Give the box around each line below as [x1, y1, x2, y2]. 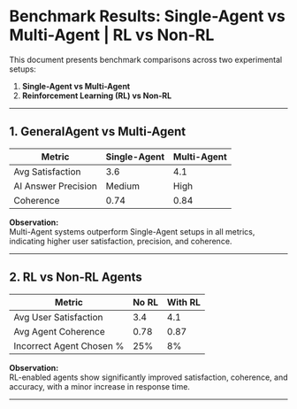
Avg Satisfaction [13, 166, 81, 178]
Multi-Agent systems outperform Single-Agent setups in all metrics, [9, 226, 255, 236]
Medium [105, 180, 140, 192]
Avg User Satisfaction [13, 311, 103, 323]
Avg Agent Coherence [13, 325, 105, 337]
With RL [166, 296, 202, 308]
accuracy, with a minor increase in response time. [9, 381, 190, 391]
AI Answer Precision [13, 180, 97, 192]
